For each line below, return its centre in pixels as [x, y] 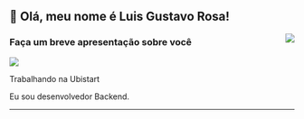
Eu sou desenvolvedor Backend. [69, 96]
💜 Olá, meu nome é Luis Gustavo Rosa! [120, 17]
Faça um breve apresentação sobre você [101, 42]
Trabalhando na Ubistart [55, 78]
